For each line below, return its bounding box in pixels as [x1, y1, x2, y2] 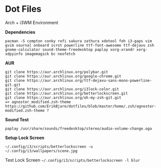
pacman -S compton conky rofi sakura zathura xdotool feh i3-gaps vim [5, 38, 152, 44]
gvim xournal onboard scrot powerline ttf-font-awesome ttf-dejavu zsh [5, 43, 154, 48]
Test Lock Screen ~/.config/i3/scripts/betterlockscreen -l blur [5, 157, 140, 163]
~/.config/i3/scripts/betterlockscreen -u [5, 144, 93, 149]
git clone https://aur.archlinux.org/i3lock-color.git [5, 87, 119, 92]
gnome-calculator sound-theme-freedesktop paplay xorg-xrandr [5, 47, 135, 52]
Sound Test [5, 117, 29, 122]
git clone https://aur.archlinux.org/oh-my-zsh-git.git [5, 95, 121, 100]
